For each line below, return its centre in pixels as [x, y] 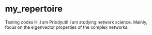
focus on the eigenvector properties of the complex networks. [67, 27]
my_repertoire [34, 9]
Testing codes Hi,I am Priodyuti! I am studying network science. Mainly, [76, 22]
